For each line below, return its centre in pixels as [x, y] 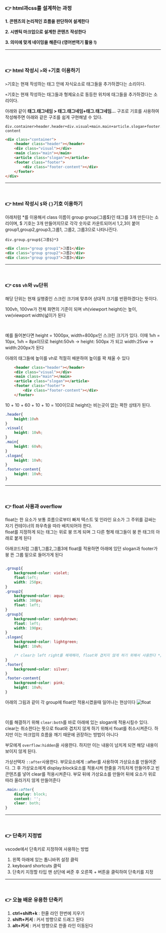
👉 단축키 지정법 [23, 836]
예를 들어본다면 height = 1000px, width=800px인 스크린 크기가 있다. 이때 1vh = [83, 335]
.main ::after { [20, 789]
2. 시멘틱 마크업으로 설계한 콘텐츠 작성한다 [46, 32]
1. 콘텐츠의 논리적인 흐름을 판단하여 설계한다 [47, 21]
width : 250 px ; [28, 582]
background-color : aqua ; [40, 596]
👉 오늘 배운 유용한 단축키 [34, 900]
